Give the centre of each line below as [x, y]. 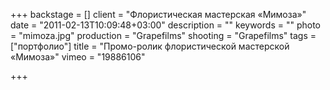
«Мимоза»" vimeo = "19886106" [78, 57]
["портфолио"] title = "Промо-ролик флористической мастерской [150, 46]
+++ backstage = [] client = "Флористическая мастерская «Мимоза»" [158, 14]
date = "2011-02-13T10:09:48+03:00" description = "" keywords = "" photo [165, 25]
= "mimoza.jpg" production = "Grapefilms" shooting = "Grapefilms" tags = [163, 35]
